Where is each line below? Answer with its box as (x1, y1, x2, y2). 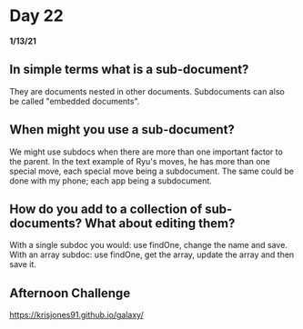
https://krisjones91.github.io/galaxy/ (9, 310, 144, 321)
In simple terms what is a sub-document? (9, 62, 249, 77)
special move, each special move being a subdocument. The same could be (9, 165, 294, 176)
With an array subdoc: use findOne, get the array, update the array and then (9, 249, 295, 260)
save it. (9, 259, 36, 270)
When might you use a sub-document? (9, 122, 235, 137)
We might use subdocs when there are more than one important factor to (9, 146, 284, 157)
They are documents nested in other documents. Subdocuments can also (9, 85, 285, 96)
